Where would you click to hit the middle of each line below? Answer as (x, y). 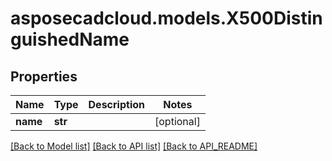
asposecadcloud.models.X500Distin (166, 18)
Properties (44, 76)
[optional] (177, 121)
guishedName (70, 39)
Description (116, 104)
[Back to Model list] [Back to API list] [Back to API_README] (134, 146)
